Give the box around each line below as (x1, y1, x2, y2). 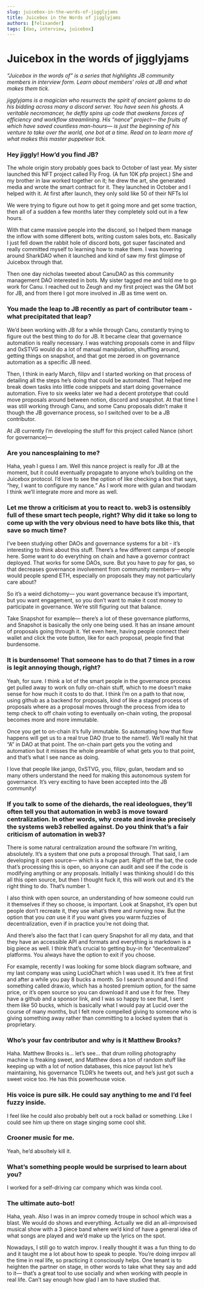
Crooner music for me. (7, 1134, 74, 1142)
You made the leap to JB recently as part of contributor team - (7, 305, 192, 313)
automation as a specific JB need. (7, 358, 91, 366)
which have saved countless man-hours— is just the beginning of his (7, 123, 180, 130)
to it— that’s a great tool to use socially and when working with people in (7, 1270, 188, 1277)
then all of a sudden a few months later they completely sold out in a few (7, 208, 188, 215)
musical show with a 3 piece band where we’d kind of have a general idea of (7, 1226, 197, 1233)
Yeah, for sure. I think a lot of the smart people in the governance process (7, 677, 191, 684)
